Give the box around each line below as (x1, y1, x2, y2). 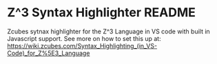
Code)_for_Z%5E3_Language (7, 49, 90, 57)
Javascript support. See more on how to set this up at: (7, 34, 161, 42)
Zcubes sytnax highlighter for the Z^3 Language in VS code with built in (7, 27, 210, 35)
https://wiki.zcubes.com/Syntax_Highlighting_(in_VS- (7, 42, 157, 50)
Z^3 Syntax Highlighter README (7, 5, 196, 20)
